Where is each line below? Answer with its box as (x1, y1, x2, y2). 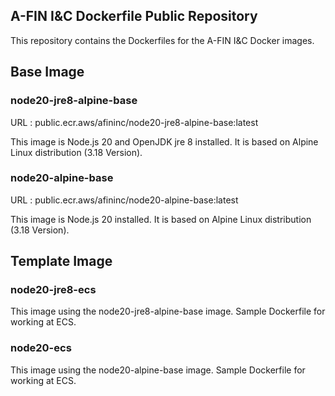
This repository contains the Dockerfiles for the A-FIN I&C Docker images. (10, 34, 315, 46)
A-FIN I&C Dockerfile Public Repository (10, 8, 258, 25)
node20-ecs (10, 341, 72, 355)
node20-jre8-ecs (10, 283, 97, 297)
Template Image (10, 253, 113, 270)
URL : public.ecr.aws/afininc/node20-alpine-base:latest (10, 194, 239, 206)
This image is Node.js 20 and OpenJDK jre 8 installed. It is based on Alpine (10, 135, 319, 148)
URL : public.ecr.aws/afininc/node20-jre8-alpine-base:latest (10, 116, 259, 128)
